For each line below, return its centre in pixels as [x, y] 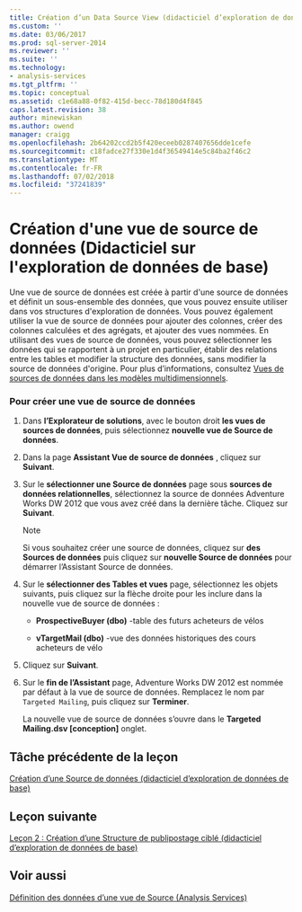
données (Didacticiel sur [102, 248]
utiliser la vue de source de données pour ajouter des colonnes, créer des [146, 321]
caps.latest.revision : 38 [58, 110]
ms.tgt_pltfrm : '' [44, 84]
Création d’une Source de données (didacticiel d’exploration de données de [149, 779]
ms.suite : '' [34, 59]
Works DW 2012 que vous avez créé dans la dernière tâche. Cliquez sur [155, 503]
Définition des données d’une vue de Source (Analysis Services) [129, 897]
